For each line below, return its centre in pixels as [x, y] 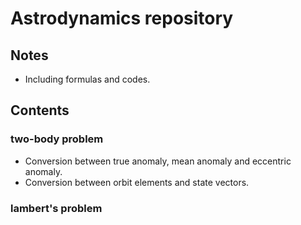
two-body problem [57, 139]
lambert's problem [56, 208]
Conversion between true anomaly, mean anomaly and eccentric [158, 161]
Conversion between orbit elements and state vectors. [137, 182]
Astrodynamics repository [122, 18]
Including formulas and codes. [87, 79]
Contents [40, 110]
